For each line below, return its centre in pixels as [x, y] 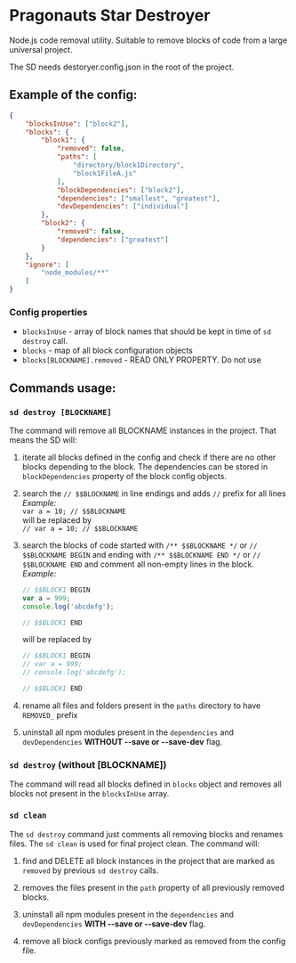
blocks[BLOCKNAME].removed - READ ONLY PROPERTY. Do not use [142, 360]
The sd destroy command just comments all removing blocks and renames [146, 834]
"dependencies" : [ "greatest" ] [112, 240]
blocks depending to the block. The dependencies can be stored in [145, 466]
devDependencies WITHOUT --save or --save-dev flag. [122, 741]
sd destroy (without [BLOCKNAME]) [88, 764]
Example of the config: [73, 95]
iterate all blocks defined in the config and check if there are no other [149, 457]
